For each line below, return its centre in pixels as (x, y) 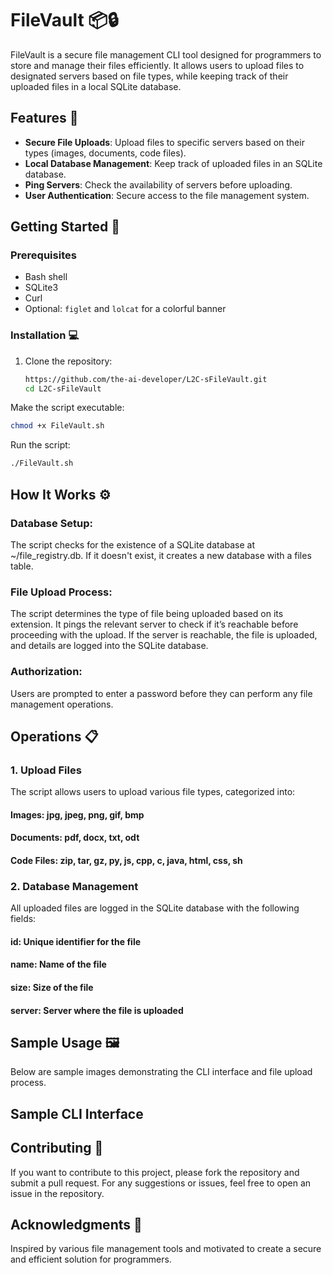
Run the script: (40, 445)
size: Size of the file (52, 988)
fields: (23, 919)
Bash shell (46, 277)
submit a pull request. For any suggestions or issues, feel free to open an (161, 1183)
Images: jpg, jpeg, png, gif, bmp (77, 814)
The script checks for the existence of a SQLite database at (133, 544)
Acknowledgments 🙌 (76, 1225)
